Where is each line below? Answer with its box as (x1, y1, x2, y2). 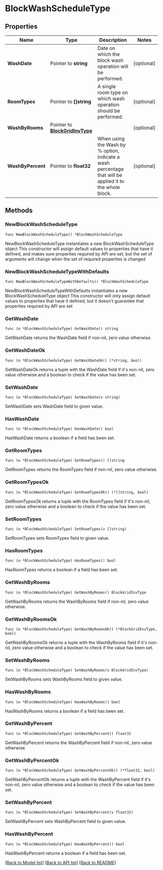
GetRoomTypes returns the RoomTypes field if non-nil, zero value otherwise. (5, 467, 158, 473)
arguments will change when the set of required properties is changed (5, 256, 146, 262)
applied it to (97, 178, 125, 185)
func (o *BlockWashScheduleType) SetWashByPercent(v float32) (5, 810, 133, 815)
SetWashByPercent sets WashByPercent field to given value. (5, 819, 127, 824)
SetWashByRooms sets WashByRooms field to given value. (5, 676, 123, 682)
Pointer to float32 (50, 163, 91, 169)
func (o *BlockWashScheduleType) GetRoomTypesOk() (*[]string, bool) (5, 490, 149, 495)
